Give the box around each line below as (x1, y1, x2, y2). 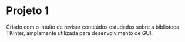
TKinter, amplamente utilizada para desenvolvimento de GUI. (6, 29, 153, 36)
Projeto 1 (6, 4, 49, 17)
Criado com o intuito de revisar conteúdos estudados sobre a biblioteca (6, 23, 180, 30)
